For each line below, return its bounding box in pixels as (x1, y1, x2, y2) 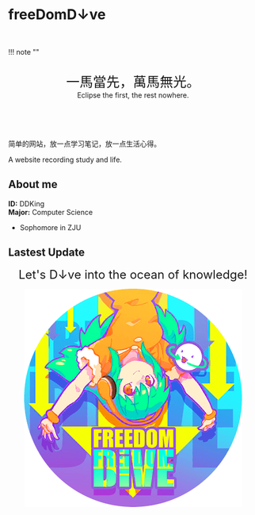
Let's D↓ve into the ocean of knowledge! (18, 267, 248, 282)
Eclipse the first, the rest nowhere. (77, 90, 189, 100)
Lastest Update (8, 246, 86, 259)
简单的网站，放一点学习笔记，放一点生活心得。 (8, 139, 161, 148)
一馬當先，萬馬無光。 (66, 73, 200, 90)
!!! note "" (8, 47, 40, 56)
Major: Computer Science (8, 207, 93, 217)
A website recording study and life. (8, 155, 123, 164)
